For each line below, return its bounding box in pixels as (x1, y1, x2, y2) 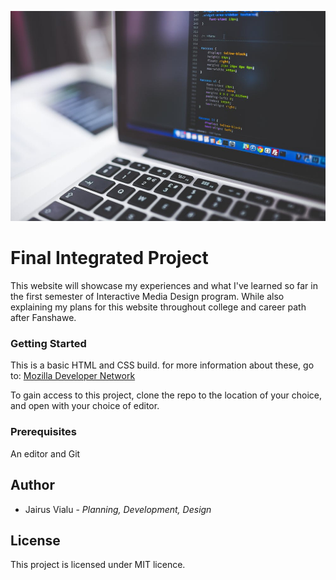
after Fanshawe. (10, 312, 77, 324)
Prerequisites (10, 425, 77, 439)
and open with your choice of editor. (10, 400, 160, 412)
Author (10, 477, 55, 494)
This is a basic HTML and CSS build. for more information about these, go (10, 359, 315, 371)
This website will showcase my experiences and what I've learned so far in (10, 280, 318, 292)
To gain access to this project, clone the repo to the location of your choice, (10, 389, 323, 401)
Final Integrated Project (10, 247, 209, 270)
